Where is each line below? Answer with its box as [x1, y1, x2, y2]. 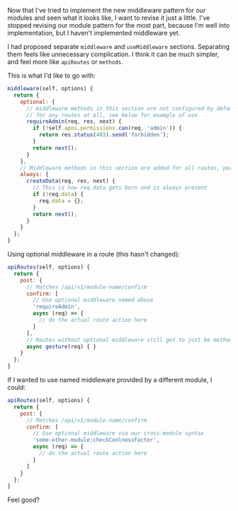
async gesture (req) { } [25, 343, 97, 350]
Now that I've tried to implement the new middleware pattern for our [7, 6, 206, 14]
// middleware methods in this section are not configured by [25, 104, 214, 112]
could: [7, 383, 26, 392]
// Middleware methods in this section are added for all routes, [20, 164, 220, 171]
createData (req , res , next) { [25, 178, 115, 185]
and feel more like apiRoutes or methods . [7, 58, 124, 66]
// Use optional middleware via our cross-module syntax [33, 430, 204, 437]
